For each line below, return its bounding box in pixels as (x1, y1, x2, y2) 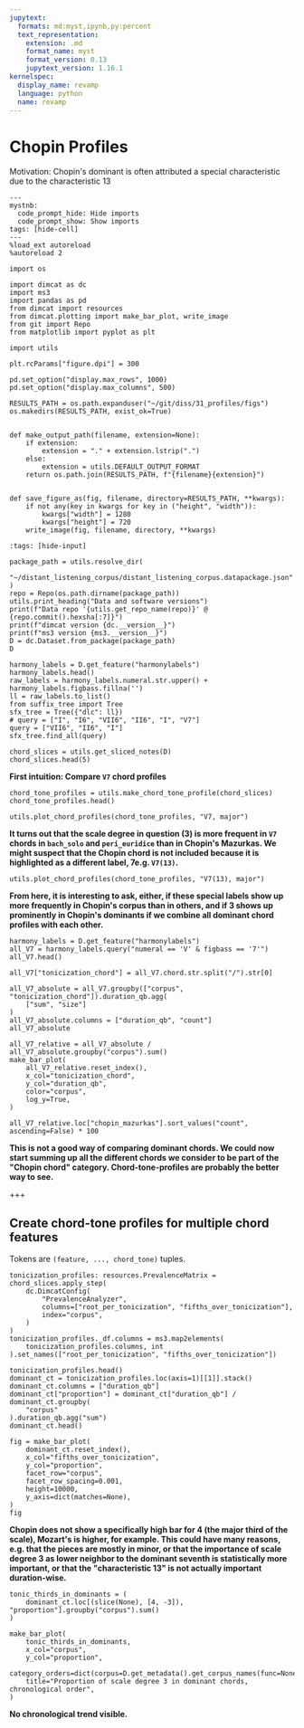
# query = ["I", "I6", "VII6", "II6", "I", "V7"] (9, 716, 201, 725)
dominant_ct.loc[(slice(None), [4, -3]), (25, 1598, 184, 1607)
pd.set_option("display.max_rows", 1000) (9, 375, 168, 385)
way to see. (9, 1172, 54, 1182)
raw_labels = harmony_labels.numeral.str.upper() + (9, 676, 208, 686)
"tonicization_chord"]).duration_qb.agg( (9, 992, 168, 1002)
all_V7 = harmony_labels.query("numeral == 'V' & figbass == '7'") (9, 945, 270, 954)
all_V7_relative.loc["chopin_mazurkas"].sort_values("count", (9, 1119, 249, 1128)
